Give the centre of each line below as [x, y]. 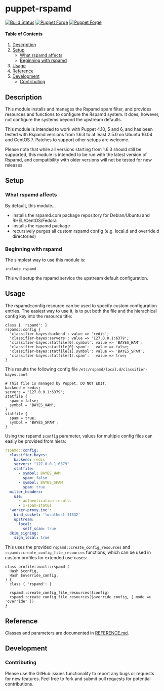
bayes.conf [16, 374]
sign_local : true [32, 538]
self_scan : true [40, 529]
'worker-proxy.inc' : [31, 510]
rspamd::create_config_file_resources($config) [60, 593]
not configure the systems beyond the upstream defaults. [63, 119]
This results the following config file [41, 369]
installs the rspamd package [41, 225]
